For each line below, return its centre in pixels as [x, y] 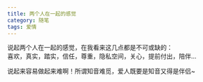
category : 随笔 [28, 20]
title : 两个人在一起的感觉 [42, 14]
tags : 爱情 [22, 27]
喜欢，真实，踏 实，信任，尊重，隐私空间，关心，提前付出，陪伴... [102, 56]
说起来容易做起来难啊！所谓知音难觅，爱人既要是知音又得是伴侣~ [101, 71]
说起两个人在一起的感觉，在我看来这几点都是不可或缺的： [90, 48]
